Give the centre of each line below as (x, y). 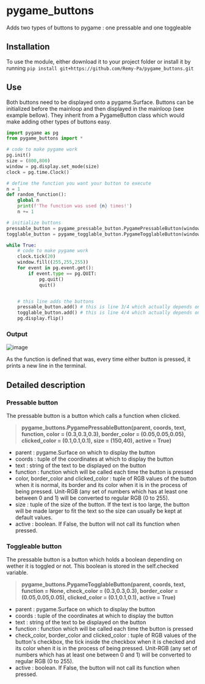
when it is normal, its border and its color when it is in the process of (101, 485)
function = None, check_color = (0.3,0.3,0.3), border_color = (99, 591)
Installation (28, 47)
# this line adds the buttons (56, 301)
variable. (17, 573)
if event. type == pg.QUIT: (63, 273)
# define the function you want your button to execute (79, 183)
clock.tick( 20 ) (37, 257)
